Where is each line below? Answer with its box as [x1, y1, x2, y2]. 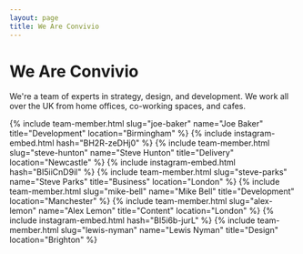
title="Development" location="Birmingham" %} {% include [9, 128, 232, 139]
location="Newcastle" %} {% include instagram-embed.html [9, 157, 237, 168]
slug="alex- [228, 196, 273, 207]
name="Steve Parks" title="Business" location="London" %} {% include [9, 177, 280, 188]
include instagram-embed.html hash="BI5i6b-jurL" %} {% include [9, 215, 256, 226]
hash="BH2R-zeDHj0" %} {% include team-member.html [56, 137, 270, 148]
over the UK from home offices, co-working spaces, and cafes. [9, 101, 247, 112]
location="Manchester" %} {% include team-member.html [9, 196, 227, 207]
